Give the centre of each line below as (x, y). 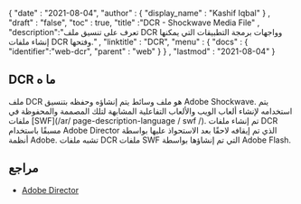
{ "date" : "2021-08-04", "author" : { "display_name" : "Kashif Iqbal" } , (140, 13)
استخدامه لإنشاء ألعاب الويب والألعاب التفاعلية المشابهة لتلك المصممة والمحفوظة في (150, 111)
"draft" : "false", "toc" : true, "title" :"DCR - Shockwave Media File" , (134, 23)
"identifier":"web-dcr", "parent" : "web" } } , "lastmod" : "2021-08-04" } (142, 51)
